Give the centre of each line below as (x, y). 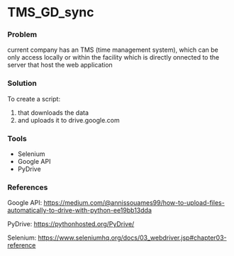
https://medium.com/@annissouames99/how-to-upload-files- (134, 203)
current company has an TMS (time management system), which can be (113, 50)
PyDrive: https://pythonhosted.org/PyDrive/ (71, 224)
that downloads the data (53, 112)
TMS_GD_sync (51, 12)
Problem (22, 35)
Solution (22, 84)
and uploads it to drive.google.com (69, 120)
